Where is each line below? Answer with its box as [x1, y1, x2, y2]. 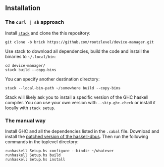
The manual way [5, 117, 46, 124]
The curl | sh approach [5, 19, 64, 26]
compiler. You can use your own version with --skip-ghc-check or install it [5, 99, 156, 105]
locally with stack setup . [5, 105, 55, 111]
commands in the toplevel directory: [5, 138, 79, 145]
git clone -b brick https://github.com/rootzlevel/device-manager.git [5, 40, 154, 44]
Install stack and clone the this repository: [5, 30, 91, 36]
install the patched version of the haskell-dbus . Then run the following [5, 133, 149, 139]
